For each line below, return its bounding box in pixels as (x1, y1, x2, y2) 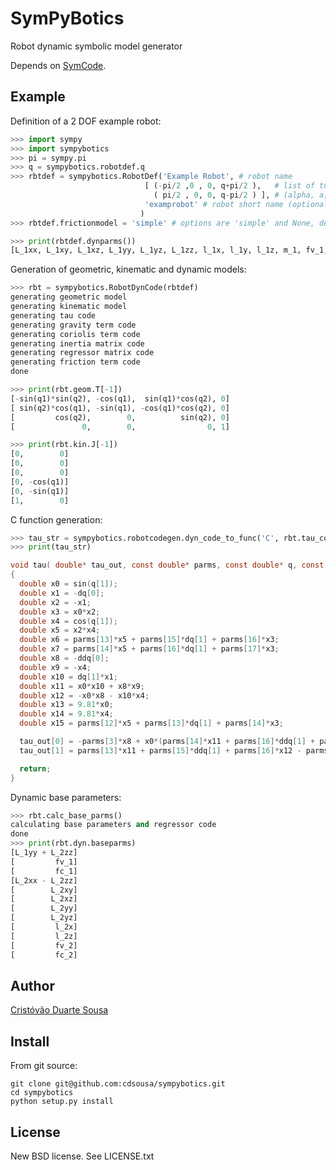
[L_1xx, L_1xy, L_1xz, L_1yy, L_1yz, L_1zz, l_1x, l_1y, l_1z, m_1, (10, 245, 302, 256)
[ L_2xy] (10, 885, 78, 895)
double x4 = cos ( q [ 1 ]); (19, 616, 118, 626)
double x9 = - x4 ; (19, 662, 92, 672)
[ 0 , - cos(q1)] (10, 477, 70, 487)
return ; (19, 763, 52, 774)
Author (10, 977, 55, 994)
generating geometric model (10, 292, 128, 302)
